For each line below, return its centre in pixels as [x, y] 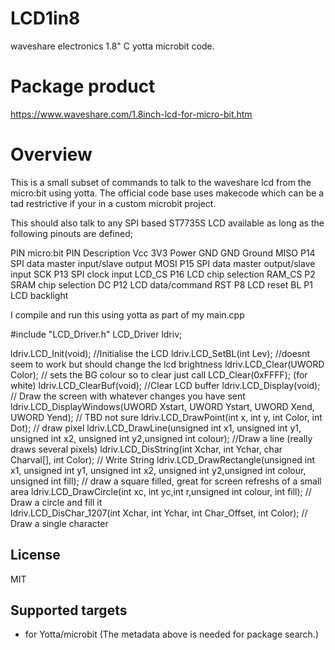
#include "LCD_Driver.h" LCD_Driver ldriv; [96, 334]
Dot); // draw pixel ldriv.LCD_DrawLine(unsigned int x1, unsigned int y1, [156, 428]
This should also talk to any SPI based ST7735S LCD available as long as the [167, 223]
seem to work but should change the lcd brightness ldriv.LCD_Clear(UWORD [167, 364]
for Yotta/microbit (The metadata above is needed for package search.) [172, 634]
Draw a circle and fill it [56, 502]
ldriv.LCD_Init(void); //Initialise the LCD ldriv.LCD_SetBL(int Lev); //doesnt [160, 353]
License [35, 555]
